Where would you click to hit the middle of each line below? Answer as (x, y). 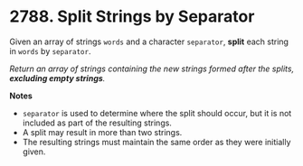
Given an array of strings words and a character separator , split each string (149, 41)
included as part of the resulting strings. (97, 123)
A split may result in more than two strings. (102, 132)
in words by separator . (50, 51)
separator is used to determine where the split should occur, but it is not (157, 113)
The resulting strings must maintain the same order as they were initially (156, 142)
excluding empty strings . (57, 78)
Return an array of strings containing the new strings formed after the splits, (152, 69)
